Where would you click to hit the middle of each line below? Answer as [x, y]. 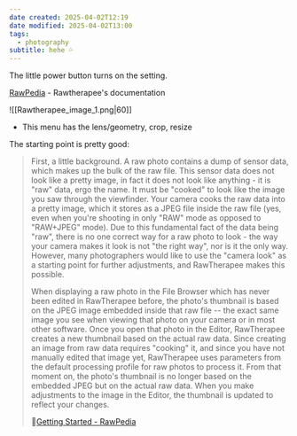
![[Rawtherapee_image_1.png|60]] [71, 110]
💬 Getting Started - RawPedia [83, 422]
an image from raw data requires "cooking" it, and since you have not [158, 348]
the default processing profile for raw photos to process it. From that [156, 367]
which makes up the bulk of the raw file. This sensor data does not [152, 171]
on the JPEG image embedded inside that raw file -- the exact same [155, 310]
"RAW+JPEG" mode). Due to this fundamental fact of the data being [155, 228]
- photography [43, 42]
